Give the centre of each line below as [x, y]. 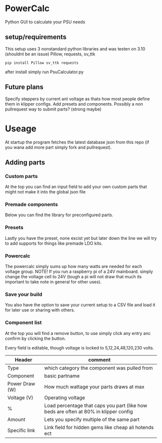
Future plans [24, 87]
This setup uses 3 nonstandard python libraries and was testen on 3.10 [75, 48]
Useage [21, 128]
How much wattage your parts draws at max [94, 387]
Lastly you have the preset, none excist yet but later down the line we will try [81, 238]
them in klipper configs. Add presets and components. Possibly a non [74, 104]
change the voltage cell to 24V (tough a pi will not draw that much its [74, 277]
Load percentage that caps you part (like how [96, 405]
